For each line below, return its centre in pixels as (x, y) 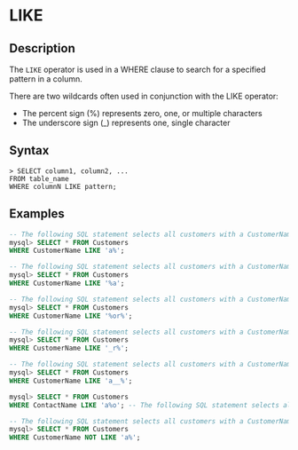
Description (42, 48)
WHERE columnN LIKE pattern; (63, 186)
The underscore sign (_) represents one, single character (126, 122)
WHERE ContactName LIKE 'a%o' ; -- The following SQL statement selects (144, 405)
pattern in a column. (46, 79)
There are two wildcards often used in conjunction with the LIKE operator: (144, 96)
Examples (37, 214)
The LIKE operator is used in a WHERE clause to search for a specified (137, 69)
